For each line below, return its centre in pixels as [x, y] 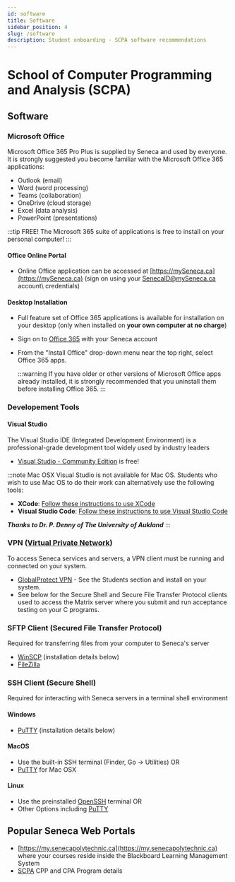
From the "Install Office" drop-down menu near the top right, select [115, 353]
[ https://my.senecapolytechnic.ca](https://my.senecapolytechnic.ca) [117, 848]
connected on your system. [47, 565]
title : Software [31, 20]
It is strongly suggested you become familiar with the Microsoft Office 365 [115, 159]
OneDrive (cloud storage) [54, 203]
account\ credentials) [48, 286]
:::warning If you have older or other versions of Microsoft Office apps [119, 374]
